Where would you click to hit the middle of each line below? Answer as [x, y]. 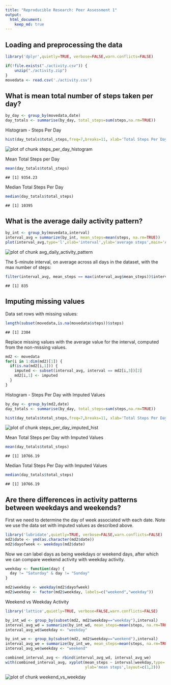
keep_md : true [29, 24]
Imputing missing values [45, 301]
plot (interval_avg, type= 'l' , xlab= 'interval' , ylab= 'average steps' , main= [84, 243]
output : [13, 15]
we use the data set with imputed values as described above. [69, 525]
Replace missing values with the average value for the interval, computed [82, 341]
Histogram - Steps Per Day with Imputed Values [55, 394]
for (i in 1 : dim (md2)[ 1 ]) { [34, 361]
